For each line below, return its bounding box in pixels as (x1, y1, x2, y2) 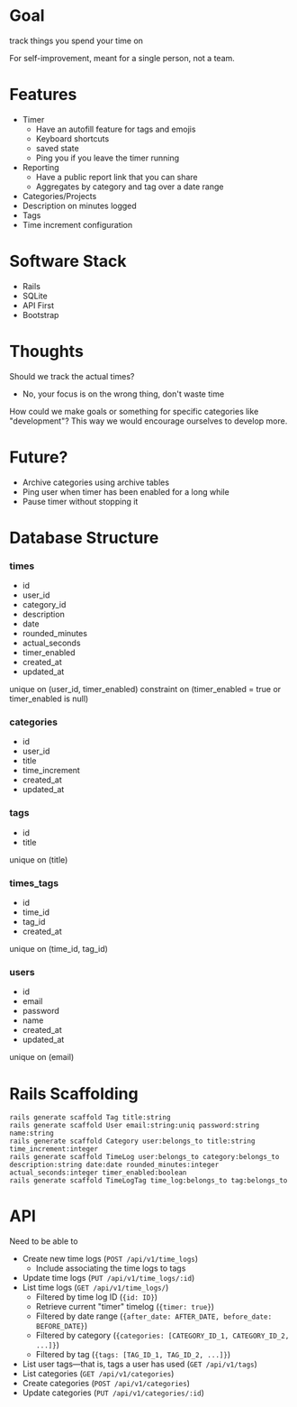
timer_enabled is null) (9, 693, 89, 704)
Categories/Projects (22, 190, 97, 201)
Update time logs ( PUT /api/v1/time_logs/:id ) (22, 1273, 195, 1284)
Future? (9, 447, 68, 467)
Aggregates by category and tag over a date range (35, 181, 224, 192)
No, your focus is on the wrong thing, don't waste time (22, 388, 225, 399)
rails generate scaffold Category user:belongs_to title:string (9, 1137, 256, 1146)
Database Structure (9, 527, 159, 548)
